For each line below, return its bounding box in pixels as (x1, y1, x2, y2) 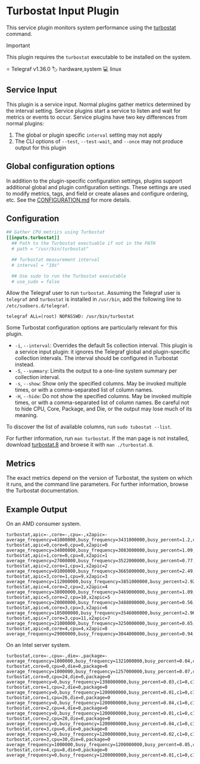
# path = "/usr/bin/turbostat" (11, 246, 89, 252)
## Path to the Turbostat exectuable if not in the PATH (11, 241, 156, 247)
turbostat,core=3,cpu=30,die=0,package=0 (6, 737, 111, 743)
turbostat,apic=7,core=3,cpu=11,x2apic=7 (6, 615, 111, 621)
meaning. (14, 412, 38, 419)
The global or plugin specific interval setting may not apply (14, 131, 162, 138)
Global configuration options (6, 161, 115, 171)
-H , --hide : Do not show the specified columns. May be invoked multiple (14, 393, 192, 400)
